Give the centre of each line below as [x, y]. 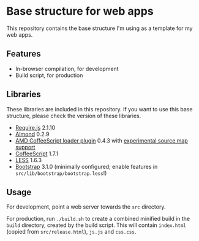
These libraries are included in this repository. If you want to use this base [99, 109]
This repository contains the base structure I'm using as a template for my [99, 28]
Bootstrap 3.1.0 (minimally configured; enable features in [86, 166]
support [25, 147]
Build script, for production [49, 75]
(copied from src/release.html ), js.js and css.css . [71, 232]
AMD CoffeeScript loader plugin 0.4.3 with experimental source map [101, 140]
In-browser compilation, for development [67, 69]
